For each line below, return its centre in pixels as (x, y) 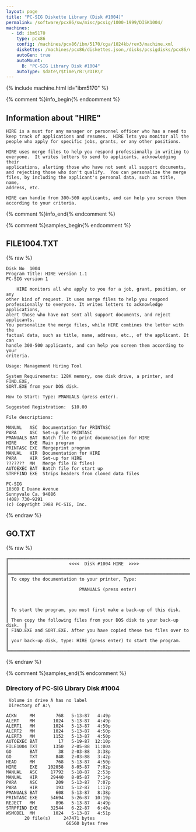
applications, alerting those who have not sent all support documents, (96, 168)
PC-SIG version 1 (27, 279)
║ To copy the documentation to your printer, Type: (71, 579)
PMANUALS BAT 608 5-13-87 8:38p (58, 792)
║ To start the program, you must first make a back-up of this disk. (94, 610)
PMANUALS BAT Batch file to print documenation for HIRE (78, 438)
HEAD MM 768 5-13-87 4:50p (58, 762)
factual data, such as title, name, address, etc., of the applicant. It (98, 335)
